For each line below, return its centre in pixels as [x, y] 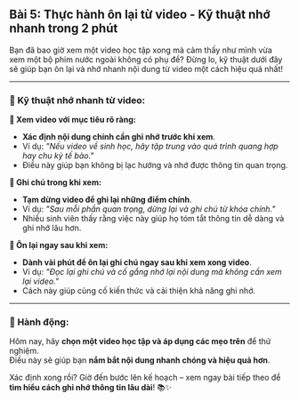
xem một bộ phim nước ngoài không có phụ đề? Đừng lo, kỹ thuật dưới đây [146, 59]
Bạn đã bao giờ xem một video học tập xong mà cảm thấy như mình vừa [141, 50]
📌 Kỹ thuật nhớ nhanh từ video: [77, 100]
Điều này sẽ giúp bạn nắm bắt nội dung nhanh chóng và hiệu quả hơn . [140, 360]
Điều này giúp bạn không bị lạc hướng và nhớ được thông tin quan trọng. [155, 165]
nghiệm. [24, 351]
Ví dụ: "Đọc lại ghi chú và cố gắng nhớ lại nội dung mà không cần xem [152, 272]
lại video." [40, 281]
